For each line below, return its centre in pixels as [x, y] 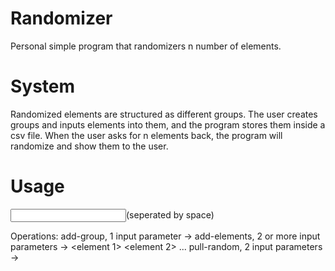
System [43, 86]
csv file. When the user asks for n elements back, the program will [146, 135]
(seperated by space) [170, 214]
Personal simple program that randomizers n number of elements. [146, 46]
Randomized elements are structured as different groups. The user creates [164, 114]
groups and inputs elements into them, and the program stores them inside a [168, 124]
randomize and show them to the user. [89, 146]
